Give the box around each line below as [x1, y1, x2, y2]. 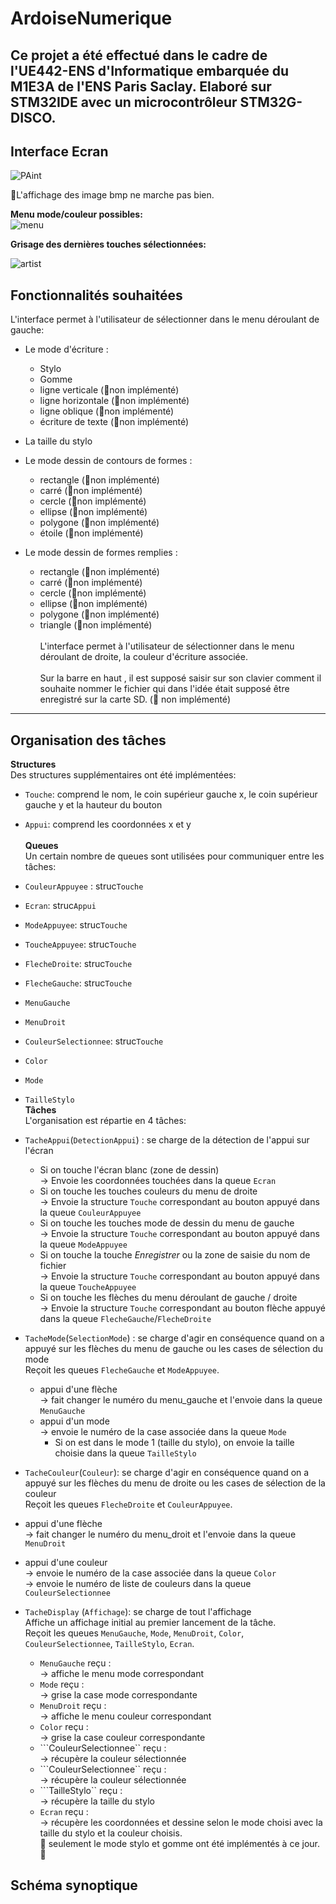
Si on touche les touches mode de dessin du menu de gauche [39, 1217, 295, 1229]
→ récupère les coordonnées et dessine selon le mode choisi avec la [39, 1817, 323, 1829]
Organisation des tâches [10, 732, 167, 749]
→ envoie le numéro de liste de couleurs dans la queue [24, 1578, 252, 1590]
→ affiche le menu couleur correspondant [39, 1710, 212, 1722]
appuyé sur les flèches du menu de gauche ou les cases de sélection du [24, 1343, 324, 1355]
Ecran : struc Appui [24, 900, 97, 912]
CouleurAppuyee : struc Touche [24, 880, 144, 892]
